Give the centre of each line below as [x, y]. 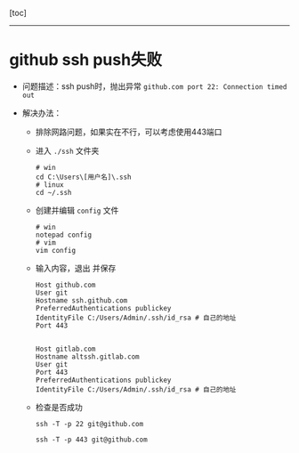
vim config [56, 250]
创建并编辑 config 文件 [77, 210]
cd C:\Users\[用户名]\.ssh [83, 177]
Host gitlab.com [65, 349]
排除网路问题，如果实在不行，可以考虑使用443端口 [129, 132]
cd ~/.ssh [54, 192]
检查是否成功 [59, 407]
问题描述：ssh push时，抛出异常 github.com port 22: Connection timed [154, 86]
